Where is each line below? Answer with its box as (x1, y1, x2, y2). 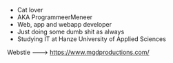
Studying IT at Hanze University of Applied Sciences (17, 35, 167, 43)
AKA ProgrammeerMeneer (17, 13, 93, 21)
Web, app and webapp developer (17, 21, 112, 28)
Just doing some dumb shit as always (17, 27, 125, 36)
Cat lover (17, 6, 43, 14)
